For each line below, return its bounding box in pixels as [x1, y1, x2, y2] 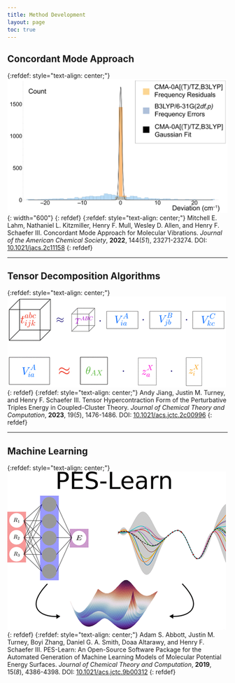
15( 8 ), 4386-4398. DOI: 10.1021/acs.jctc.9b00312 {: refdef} [7, 668, 176, 676]
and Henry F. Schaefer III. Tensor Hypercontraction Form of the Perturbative [7, 396, 227, 404]
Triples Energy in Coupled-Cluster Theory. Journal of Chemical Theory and [7, 403, 225, 412]
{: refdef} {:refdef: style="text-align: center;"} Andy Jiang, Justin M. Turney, [7, 389, 226, 397]
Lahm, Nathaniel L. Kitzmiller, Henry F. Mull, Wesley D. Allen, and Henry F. [7, 221, 220, 229]
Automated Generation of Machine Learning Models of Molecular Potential [7, 653, 222, 661]
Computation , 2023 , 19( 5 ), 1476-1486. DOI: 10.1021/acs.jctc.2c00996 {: [7, 411, 213, 420]
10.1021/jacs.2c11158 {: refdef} [7, 243, 93, 251]
